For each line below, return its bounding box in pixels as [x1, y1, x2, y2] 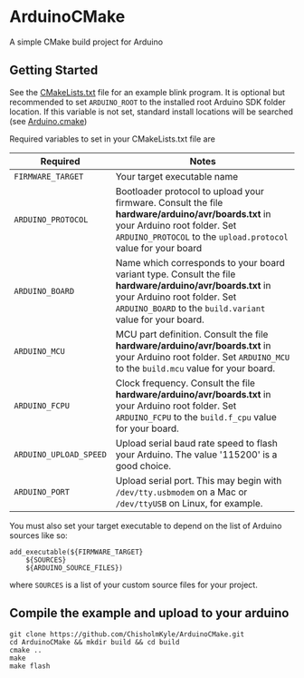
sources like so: [9, 529, 68, 541]
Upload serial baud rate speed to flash [115, 437, 278, 449]
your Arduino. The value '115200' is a [115, 447, 278, 460]
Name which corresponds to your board [115, 256, 285, 269]
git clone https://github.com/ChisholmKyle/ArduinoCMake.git [9, 629, 245, 639]
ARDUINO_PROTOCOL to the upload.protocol [115, 230, 289, 242]
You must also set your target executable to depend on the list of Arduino [9, 520, 282, 531]
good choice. [115, 459, 172, 472]
